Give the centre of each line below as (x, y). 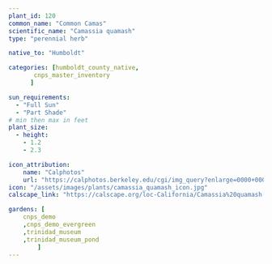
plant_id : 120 (32, 16)
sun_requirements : (39, 97)
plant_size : (28, 128)
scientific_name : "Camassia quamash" (72, 31)
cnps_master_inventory (72, 75)
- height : (32, 135)
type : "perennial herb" (49, 38)
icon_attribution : (39, 164)
